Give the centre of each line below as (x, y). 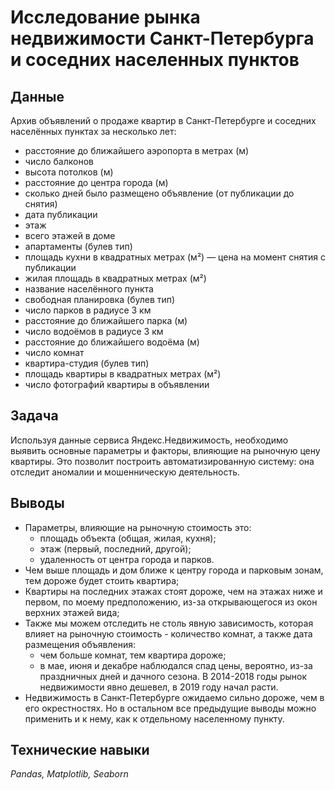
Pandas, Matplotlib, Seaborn (69, 774)
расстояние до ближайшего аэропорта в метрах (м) (137, 150)
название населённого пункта (89, 289)
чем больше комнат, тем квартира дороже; (133, 655)
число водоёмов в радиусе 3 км (94, 331)
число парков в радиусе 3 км (88, 310)
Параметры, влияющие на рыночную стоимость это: (138, 527)
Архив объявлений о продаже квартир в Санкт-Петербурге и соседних (163, 120)
